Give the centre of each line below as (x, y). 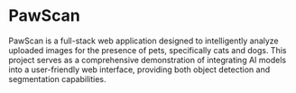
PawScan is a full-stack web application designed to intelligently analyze (143, 41)
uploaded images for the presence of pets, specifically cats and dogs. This (148, 50)
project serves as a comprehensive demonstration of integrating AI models (147, 60)
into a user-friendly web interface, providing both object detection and (139, 70)
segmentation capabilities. (57, 79)
